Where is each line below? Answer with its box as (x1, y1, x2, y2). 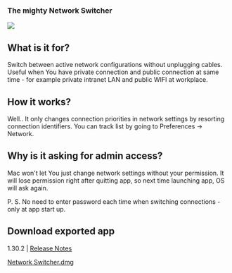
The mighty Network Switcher (7, 6, 112, 16)
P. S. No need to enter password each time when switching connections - (7, 197, 221, 206)
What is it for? (7, 42, 70, 54)
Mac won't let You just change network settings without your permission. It (7, 169, 224, 177)
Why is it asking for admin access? (7, 150, 163, 162)
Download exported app (7, 225, 115, 238)
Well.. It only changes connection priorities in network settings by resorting (7, 114, 225, 123)
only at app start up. (7, 205, 66, 213)
